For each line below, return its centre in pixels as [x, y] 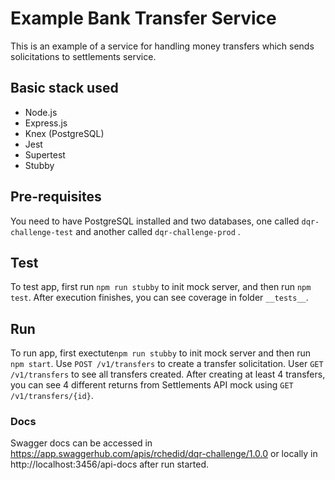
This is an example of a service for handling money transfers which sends [162, 46]
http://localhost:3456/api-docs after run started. [109, 464]
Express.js [46, 123]
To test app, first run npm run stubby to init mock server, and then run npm [161, 287]
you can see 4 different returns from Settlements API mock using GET [152, 385]
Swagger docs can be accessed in [81, 443]
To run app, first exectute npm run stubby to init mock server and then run [161, 353]
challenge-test [42, 232]
